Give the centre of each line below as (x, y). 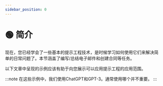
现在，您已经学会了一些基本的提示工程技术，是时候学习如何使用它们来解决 (80, 52)
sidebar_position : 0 (26, 9)
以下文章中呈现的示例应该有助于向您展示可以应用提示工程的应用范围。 (75, 69)
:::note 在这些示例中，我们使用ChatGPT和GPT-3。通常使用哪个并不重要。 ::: (81, 79)
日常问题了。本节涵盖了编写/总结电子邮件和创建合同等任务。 (74, 58)
